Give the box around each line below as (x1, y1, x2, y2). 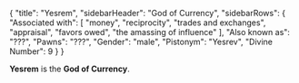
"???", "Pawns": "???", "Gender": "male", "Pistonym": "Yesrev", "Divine (9, 36, 273, 47)
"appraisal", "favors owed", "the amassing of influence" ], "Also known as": (9, 27, 291, 37)
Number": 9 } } (9, 46, 65, 57)
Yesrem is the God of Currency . (9, 63, 130, 74)
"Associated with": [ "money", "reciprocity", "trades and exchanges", (9, 17, 266, 28)
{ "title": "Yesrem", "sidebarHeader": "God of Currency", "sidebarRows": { (9, 8, 286, 18)
